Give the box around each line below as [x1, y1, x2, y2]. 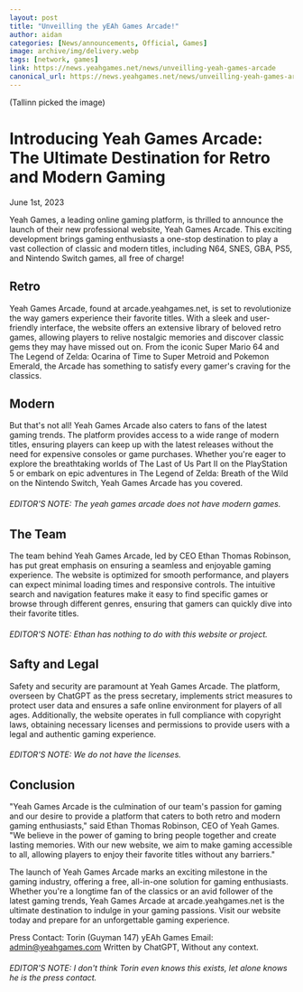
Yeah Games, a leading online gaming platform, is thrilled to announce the [9, 214, 284, 225]
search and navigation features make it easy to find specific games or [9, 588, 269, 599]
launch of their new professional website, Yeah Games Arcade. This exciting [9, 223, 292, 235]
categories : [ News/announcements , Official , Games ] [9, 38, 207, 48]
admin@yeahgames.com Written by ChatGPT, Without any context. [9, 941, 259, 953]
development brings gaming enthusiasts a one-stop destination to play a [9, 233, 279, 244]
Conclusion [9, 777, 76, 792]
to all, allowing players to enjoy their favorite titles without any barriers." [9, 849, 276, 860]
